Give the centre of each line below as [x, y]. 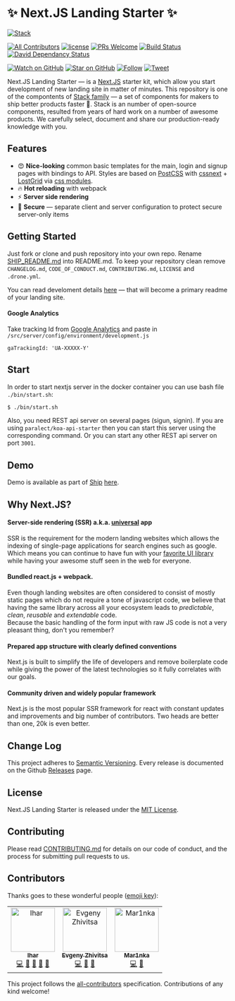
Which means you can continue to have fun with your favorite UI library [110, 553]
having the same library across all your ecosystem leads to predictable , [111, 608]
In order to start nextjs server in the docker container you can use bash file [116, 387]
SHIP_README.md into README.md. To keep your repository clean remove [116, 261]
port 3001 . [21, 443]
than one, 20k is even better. [49, 724]
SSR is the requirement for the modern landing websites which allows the [113, 538]
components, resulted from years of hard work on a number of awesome [113, 112]
